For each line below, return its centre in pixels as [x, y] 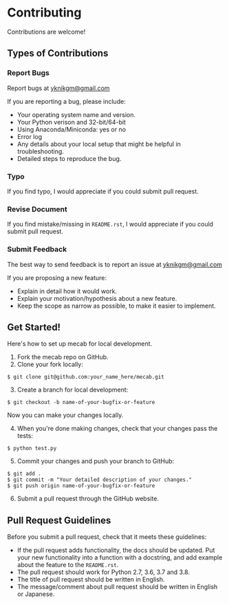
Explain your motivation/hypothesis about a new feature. [97, 298]
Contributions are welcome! [46, 32]
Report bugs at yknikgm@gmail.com [58, 88]
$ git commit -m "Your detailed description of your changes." [100, 480]
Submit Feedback [37, 249]
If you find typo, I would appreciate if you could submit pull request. [103, 191]
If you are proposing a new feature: [57, 277]
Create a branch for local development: [73, 390]
